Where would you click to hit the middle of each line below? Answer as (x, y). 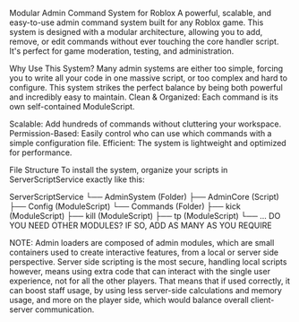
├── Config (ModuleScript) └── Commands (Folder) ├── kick (125, 206)
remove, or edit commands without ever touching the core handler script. (144, 41)
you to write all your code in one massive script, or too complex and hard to (149, 78)
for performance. (41, 152)
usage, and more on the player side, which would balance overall (129, 300)
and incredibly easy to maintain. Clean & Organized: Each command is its (144, 97)
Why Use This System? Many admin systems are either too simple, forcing (146, 68)
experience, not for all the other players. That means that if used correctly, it (150, 281)
